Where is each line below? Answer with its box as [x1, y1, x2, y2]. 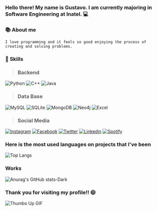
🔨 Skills [5, 56, 23, 63]
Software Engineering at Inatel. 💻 [5, 11, 88, 18]
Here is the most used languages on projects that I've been [5, 141, 151, 148]
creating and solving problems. [5, 44, 72, 49]
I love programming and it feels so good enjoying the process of [5, 40, 146, 45]
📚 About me [5, 26, 36, 33]
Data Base [17, 93, 43, 100]
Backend [17, 69, 40, 76]
